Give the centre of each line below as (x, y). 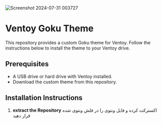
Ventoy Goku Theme (49, 29)
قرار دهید (21, 115)
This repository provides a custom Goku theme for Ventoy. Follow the (78, 42)
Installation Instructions (44, 98)
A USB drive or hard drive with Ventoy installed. (62, 76)
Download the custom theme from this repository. (65, 82)
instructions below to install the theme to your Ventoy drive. (68, 48)
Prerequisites (27, 64)
